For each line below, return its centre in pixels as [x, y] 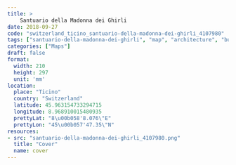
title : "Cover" [36, 145]
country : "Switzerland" [48, 99]
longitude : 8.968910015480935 [58, 112]
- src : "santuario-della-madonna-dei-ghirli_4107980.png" [94, 138]
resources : [23, 131]
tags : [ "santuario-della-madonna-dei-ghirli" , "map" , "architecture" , [113, 40]
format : [19, 60]
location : [22, 86]
